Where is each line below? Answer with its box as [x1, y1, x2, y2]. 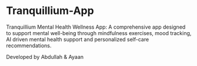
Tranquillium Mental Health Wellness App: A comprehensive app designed [6, 23, 186, 30]
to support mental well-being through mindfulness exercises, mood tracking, [6, 29, 192, 36]
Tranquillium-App [6, 4, 94, 18]
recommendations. [6, 42, 52, 49]
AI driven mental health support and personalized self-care [6, 36, 149, 43]
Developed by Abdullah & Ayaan [6, 53, 84, 60]
